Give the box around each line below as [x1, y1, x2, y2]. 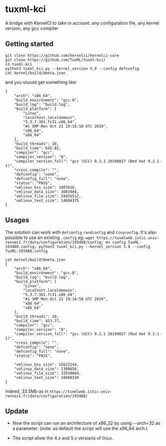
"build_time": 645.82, [14, 146, 61, 151]
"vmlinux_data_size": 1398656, [14, 366, 79, 371]
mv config [105, 239, 126, 245]
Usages [5, 216, 29, 224]
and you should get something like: [5, 79, 77, 85]
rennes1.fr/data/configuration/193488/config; [5, 239, 104, 245]
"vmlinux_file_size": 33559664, [14, 371, 81, 376]
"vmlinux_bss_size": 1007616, [14, 185, 77, 190]
